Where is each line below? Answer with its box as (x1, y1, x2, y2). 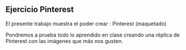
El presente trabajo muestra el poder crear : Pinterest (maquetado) (5, 20, 167, 27)
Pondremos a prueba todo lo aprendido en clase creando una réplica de (5, 31, 180, 38)
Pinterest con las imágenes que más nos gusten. (5, 37, 124, 44)
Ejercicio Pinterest (5, 5, 74, 15)
